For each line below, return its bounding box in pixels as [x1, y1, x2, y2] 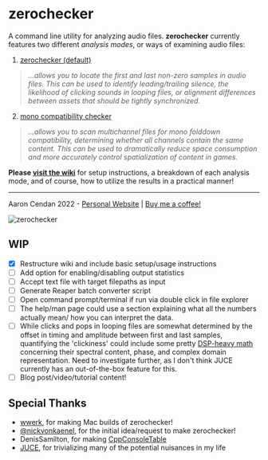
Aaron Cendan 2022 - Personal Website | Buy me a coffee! [8, 199, 202, 208]
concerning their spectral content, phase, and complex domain [19, 348, 227, 357]
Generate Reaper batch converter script [19, 285, 152, 295]
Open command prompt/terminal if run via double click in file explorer [19, 295, 249, 304]
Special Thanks [8, 396, 87, 410]
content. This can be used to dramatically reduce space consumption [27, 144, 258, 153]
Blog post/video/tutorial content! [19, 372, 127, 383]
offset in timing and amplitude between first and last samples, [19, 330, 223, 340]
